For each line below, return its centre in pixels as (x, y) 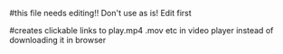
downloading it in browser (58, 40)
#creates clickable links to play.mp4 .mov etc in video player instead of (141, 30)
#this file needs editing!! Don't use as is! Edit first (100, 13)
